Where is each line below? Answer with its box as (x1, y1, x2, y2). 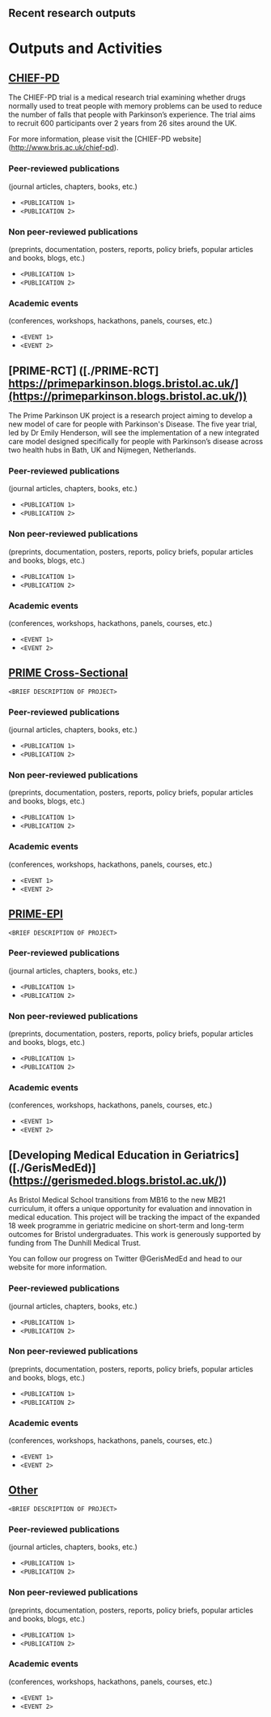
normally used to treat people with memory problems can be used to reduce (8, 101, 263, 111)
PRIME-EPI (8, 907, 63, 921)
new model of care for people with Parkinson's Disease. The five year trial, (8, 419, 257, 429)
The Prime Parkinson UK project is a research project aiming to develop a (8, 411, 253, 421)
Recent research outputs (8, 6, 136, 20)
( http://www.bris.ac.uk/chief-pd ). (8, 143, 119, 152)
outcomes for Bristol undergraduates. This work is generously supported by (8, 1230, 261, 1240)
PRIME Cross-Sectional (8, 666, 129, 680)
